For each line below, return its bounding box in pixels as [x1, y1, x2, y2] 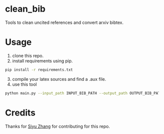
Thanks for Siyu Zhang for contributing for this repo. [5, 123, 110, 129]
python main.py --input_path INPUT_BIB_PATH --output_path [5, 91, 128, 96]
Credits [5, 107, 36, 118]
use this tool [12, 81, 37, 87]
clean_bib [5, 3, 45, 15]
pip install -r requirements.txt [5, 67, 73, 72]
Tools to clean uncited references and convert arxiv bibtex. [5, 19, 123, 25]
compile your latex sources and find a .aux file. [12, 76, 106, 82]
